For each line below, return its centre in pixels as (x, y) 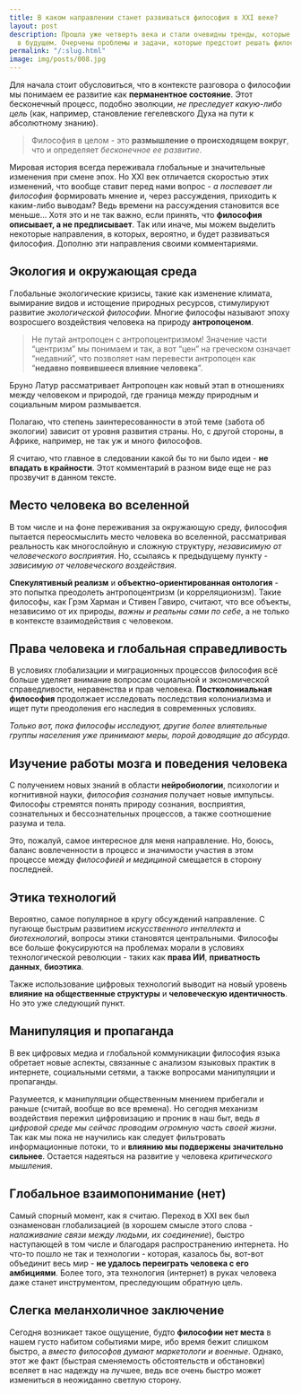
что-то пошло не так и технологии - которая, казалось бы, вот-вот (137, 1253)
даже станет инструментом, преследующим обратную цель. (126, 1282)
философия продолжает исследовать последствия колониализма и (140, 699)
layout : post (34, 26)
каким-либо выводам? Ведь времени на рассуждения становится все (144, 205)
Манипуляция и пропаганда (92, 1031)
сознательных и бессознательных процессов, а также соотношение (140, 814)
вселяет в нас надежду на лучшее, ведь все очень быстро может (135, 1370)
